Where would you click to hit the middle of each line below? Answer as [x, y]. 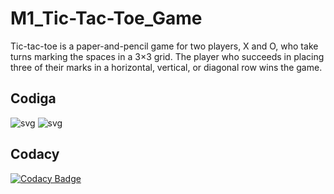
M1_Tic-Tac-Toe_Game [106, 18]
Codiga [33, 98]
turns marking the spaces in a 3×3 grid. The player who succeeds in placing [167, 56]
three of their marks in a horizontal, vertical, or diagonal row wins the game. [166, 67]
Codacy [35, 154]
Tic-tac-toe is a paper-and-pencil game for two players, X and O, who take [164, 46]
